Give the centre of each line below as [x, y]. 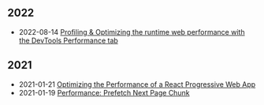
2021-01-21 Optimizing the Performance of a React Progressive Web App [137, 84]
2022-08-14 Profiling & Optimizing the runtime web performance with [132, 32]
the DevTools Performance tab [69, 40]
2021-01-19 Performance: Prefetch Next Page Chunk [104, 92]
